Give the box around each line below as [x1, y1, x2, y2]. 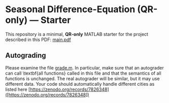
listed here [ [5, 86, 30, 92]
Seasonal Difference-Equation [5, 4, 136, 15]
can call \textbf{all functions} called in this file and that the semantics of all [5, 70, 161, 76]
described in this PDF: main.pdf [5, 37, 71, 43]
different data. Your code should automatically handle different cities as [5, 81, 155, 87]
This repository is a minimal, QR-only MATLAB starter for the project [5, 31, 149, 37]
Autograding [5, 51, 47, 60]
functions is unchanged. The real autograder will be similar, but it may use [5, 75, 160, 82]
